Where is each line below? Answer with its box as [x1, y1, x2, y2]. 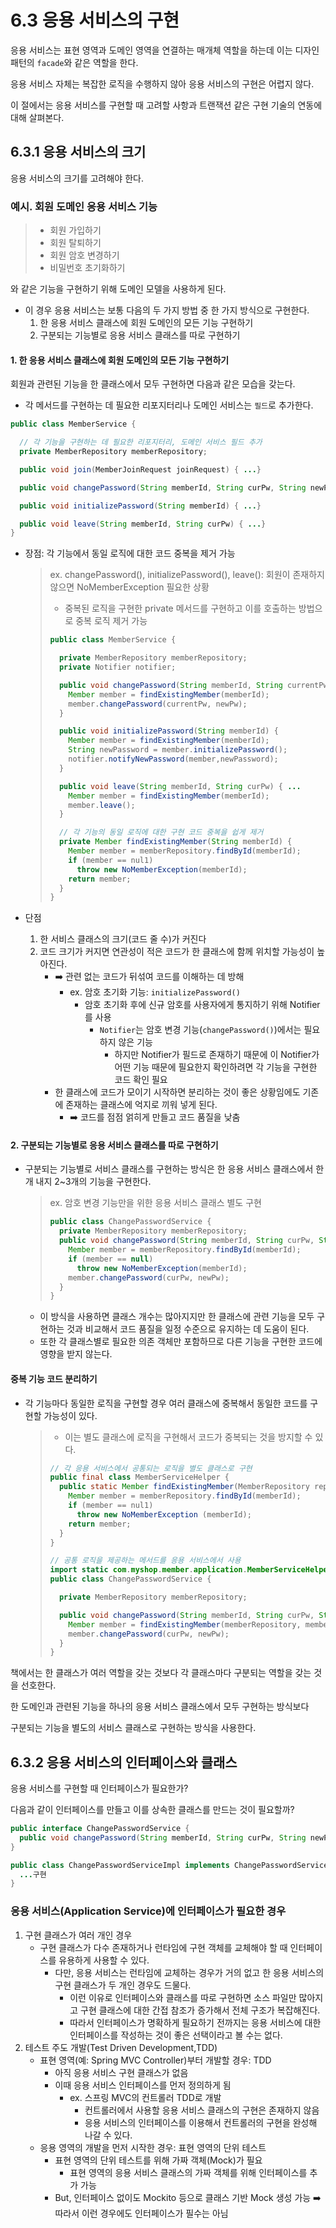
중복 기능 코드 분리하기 [10, 1372, 98, 1385]
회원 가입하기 [49, 224, 102, 236]
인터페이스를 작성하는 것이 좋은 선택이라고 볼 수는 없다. [69, 2029, 283, 2041]
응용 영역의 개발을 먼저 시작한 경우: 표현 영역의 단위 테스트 [39, 2141, 267, 2153]
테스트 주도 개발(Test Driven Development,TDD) [24, 2041, 218, 2053]
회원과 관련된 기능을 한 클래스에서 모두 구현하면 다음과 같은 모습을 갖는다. [10, 378, 296, 390]
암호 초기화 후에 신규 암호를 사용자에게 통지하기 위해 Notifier [84, 999, 321, 1011]
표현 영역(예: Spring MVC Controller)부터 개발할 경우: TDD [39, 2054, 272, 2066]
